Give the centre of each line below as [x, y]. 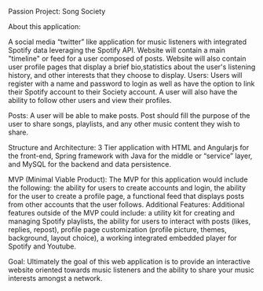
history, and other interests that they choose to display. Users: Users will [125, 75]
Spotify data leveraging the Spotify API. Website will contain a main [117, 50]
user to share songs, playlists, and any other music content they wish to [124, 124]
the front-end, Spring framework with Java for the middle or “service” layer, [130, 156]
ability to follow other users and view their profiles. [90, 100]
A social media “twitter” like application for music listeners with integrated [128, 42]
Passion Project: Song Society [57, 11]
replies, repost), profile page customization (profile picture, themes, [117, 230]
